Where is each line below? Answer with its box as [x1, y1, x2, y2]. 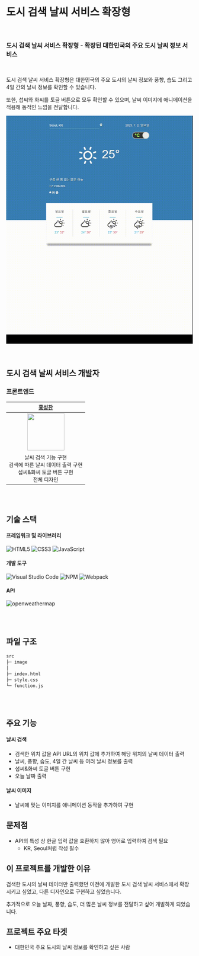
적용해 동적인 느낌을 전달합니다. [6, 104, 79, 111]
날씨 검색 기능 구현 [24, 454, 67, 461]
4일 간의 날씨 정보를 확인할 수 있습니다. [6, 84, 97, 91]
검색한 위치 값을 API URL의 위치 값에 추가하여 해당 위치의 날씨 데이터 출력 [14, 750, 185, 757]
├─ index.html [6, 671, 41, 677]
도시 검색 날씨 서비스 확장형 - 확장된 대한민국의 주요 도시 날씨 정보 [6, 41, 181, 49]
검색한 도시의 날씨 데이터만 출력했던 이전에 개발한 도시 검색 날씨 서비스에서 [6, 880, 179, 887]
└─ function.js [6, 683, 44, 689]
